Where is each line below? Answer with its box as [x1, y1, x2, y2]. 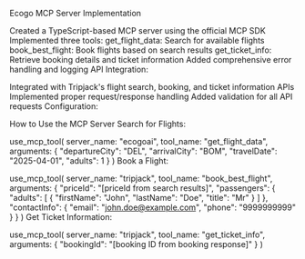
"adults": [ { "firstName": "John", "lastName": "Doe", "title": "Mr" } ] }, [9, 193, 269, 203]
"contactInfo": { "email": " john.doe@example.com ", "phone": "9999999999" [9, 202, 297, 213]
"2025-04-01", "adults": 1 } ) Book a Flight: [9, 155, 168, 166]
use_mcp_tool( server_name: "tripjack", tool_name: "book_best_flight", [9, 173, 273, 184]
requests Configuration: [9, 101, 98, 112]
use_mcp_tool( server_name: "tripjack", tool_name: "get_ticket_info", [9, 229, 266, 240]
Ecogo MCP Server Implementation [9, 8, 142, 18]
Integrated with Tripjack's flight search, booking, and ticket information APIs [9, 82, 295, 92]
